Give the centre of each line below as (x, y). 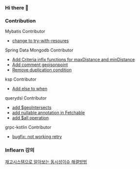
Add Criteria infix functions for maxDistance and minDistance (73, 60)
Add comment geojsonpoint (40, 65)
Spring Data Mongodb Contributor (39, 50)
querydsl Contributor (26, 98)
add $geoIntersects (32, 108)
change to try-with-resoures (40, 41)
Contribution (20, 20)
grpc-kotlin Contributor (28, 127)
